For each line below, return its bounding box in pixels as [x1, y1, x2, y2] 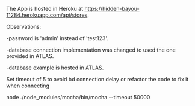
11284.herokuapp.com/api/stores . [6, 11, 89, 19]
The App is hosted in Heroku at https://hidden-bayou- [6, 5, 140, 12]
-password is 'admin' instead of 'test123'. [6, 35, 108, 41]
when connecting [6, 82, 50, 89]
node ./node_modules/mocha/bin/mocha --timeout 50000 [6, 94, 150, 101]
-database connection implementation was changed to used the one [6, 46, 176, 53]
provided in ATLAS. [6, 53, 54, 59]
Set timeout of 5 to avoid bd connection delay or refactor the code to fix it [6, 76, 189, 83]
